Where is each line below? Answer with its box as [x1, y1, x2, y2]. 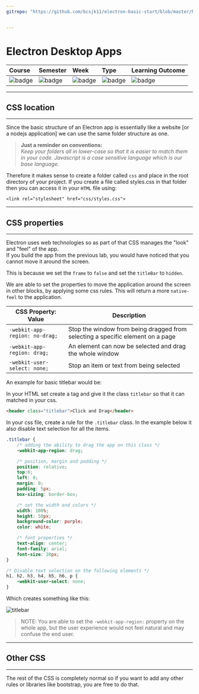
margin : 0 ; [17, 480, 44, 486]
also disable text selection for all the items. [6, 425, 111, 432]
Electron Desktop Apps [6, 44, 123, 58]
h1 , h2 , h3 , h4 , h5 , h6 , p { [6, 573, 78, 579]
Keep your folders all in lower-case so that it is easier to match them [20, 148, 188, 155]
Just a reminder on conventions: [20, 142, 102, 149]
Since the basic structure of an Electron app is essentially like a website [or [6, 124, 190, 131]
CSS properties [6, 218, 64, 228]
